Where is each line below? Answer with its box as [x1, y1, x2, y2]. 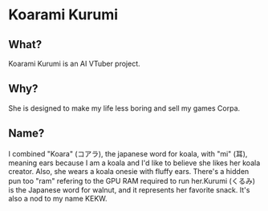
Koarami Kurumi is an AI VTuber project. [8, 59, 140, 68]
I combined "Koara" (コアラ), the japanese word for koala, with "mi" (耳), [8, 148, 248, 158]
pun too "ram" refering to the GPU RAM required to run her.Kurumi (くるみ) [8, 176, 255, 185]
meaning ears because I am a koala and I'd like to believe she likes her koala [8, 158, 261, 168]
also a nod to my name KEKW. [8, 193, 108, 203]
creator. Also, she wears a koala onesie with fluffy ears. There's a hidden [8, 166, 250, 176]
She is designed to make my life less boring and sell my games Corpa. [8, 103, 241, 113]
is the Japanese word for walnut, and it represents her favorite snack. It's [8, 185, 250, 194]
